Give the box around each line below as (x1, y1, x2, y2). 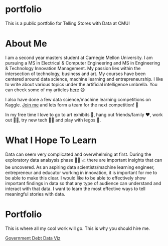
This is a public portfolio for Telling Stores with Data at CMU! (5, 20, 130, 26)
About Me (5, 38, 47, 49)
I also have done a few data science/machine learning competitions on (5, 96, 151, 102)
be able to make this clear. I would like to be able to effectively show (5, 175, 146, 181)
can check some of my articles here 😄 (5, 87, 85, 93)
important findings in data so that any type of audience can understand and (5, 180, 161, 186)
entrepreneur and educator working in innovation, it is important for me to (5, 169, 157, 175)
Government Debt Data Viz (5, 235, 61, 241)
